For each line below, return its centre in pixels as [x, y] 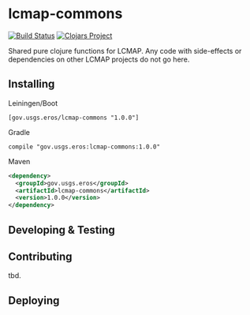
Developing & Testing [62, 230]
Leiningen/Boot [33, 103]
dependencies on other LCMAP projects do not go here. [99, 59]
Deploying [34, 300]
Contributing [40, 256]
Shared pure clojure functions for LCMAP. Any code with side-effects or [125, 51]
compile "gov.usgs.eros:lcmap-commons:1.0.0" [84, 147]
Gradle [19, 132]
